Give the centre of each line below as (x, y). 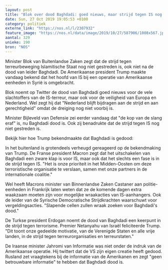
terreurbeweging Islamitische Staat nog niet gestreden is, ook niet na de (79, 66)
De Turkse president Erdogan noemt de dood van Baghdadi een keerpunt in (83, 220)
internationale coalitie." (29, 174)
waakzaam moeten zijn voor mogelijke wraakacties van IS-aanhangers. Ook (83, 194)
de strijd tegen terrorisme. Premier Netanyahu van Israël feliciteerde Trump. (83, 225)
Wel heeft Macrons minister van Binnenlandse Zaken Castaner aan (74, 184)
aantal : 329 (17, 38)
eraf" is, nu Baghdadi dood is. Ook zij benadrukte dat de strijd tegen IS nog (82, 123)
